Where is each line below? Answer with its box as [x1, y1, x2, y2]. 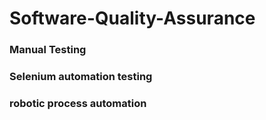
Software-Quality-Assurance [9, 7, 256, 30]
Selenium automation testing [9, 70, 153, 84]
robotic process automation [9, 96, 147, 110]
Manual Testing [9, 43, 87, 57]
